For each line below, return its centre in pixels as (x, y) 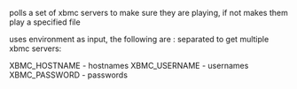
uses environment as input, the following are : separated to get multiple (139, 39)
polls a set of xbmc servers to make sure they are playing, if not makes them (148, 13)
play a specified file (45, 22)
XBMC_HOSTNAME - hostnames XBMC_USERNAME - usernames (129, 66)
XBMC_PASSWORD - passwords (69, 75)
